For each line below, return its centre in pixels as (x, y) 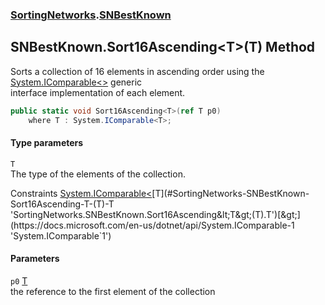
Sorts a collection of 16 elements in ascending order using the (137, 71)
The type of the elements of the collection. (98, 174)
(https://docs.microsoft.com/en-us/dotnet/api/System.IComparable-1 (152, 225)
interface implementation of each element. (98, 92)
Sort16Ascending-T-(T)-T (62, 204)
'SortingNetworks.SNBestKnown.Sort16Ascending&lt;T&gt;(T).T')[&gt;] (155, 214)
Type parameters (47, 143)
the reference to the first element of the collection (113, 291)
